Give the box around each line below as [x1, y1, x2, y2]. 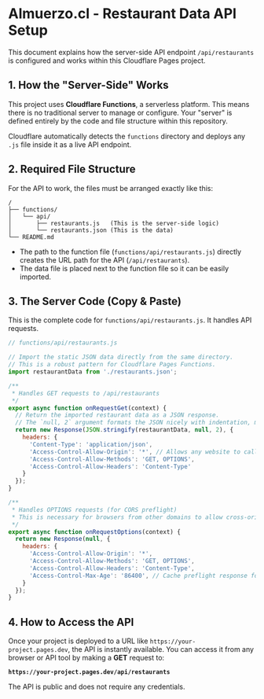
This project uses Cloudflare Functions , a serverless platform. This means [8, 99, 250, 109]
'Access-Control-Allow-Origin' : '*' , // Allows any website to [28, 447, 241, 456]
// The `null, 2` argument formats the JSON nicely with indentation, [15, 418, 251, 427]
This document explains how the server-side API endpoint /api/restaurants [8, 47, 254, 57]
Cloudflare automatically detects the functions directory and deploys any [8, 131, 246, 141]
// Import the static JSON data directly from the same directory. [8, 353, 234, 362]
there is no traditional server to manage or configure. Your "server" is [8, 108, 233, 117]
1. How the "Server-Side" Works [8, 79, 169, 92]
